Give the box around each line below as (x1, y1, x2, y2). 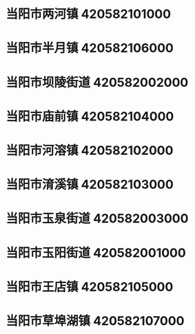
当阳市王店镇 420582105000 (6, 279, 174, 295)
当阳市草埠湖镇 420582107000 (6, 313, 185, 328)
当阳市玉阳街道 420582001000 (6, 245, 186, 260)
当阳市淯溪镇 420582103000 (6, 177, 174, 193)
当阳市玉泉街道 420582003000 (6, 211, 189, 227)
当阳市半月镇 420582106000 (6, 41, 174, 56)
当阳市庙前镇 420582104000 (6, 108, 174, 124)
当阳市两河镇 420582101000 (6, 6, 172, 22)
